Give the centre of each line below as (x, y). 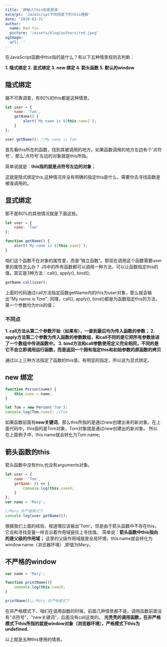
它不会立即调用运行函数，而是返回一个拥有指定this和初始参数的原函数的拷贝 (83, 349)
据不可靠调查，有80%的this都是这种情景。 (48, 98)
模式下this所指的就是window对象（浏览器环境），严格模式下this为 (73, 623)
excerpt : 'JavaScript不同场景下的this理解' (48, 14)
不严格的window (31, 562)
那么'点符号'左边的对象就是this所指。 (53, 156)
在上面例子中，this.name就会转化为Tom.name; (53, 435)
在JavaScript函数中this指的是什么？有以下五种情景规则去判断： (70, 57)
